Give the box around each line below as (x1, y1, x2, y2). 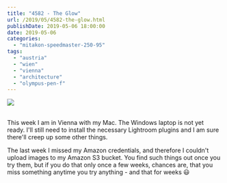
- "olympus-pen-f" (13, 80, 66, 87)
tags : (7, 48, 23, 55)
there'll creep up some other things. (7, 133, 108, 141)
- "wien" (13, 61, 38, 68)
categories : (7, 36, 41, 42)
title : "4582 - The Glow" (7, 10, 81, 17)
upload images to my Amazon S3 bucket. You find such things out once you (7, 154, 221, 162)
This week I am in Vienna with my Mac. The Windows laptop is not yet (7, 119, 204, 127)
